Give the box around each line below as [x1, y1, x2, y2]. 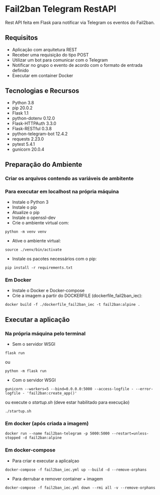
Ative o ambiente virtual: [12, 238, 61, 244]
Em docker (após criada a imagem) [5, 420, 89, 427]
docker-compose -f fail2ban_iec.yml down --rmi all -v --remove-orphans [5, 485, 156, 490]
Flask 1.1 [12, 110, 29, 116]
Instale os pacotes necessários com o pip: [12, 256, 97, 262]
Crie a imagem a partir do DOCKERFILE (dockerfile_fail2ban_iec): [12, 293, 142, 298]
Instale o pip [12, 204, 37, 210]
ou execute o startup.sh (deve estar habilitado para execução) [5, 399, 130, 405]
